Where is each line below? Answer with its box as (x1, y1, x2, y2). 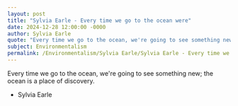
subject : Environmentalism (7, 43, 87, 50)
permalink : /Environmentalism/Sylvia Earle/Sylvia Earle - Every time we (7, 50, 230, 57)
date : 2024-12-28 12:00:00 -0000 (7, 23, 106, 30)
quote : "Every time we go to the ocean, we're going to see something (7, 37, 220, 44)
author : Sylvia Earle (7, 30, 72, 37)
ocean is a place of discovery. (7, 76, 95, 85)
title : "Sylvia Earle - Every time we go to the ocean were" (7, 17, 192, 24)
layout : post (7, 10, 46, 18)
